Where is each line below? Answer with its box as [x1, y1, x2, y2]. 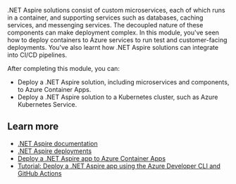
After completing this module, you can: [7, 65, 120, 72]
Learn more [7, 121, 59, 133]
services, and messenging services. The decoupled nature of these [7, 21, 204, 29]
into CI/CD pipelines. [7, 51, 68, 59]
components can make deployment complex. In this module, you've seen [7, 28, 220, 37]
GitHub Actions [17, 169, 62, 178]
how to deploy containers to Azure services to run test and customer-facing [7, 36, 228, 44]
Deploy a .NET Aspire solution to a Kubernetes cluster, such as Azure [17, 93, 218, 101]
